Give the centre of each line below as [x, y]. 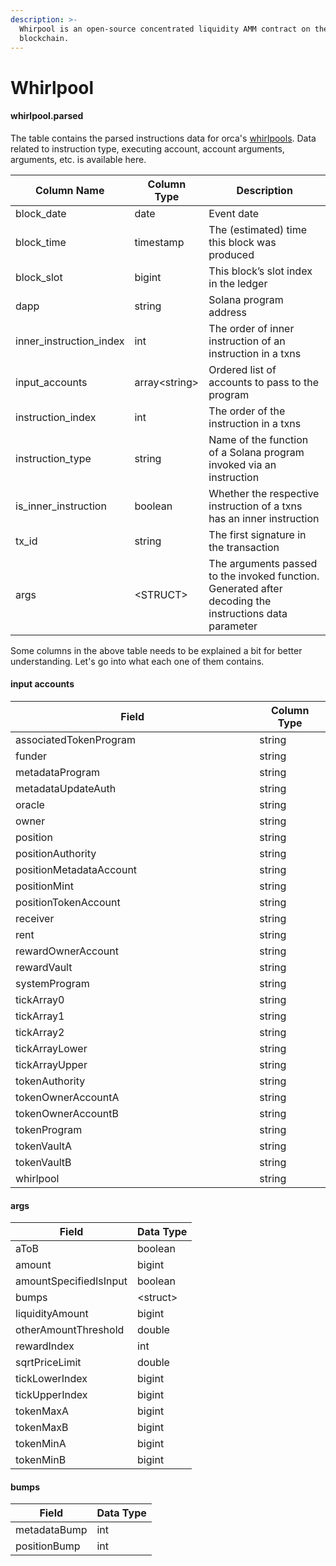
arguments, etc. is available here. [78, 159]
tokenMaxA [42, 1411]
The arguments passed [263, 563]
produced [231, 254]
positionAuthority [56, 853]
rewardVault [44, 967]
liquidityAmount [52, 1314]
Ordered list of [242, 369]
